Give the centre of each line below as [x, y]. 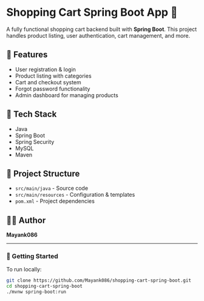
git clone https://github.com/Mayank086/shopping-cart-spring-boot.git [99, 281]
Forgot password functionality [53, 89]
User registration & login [45, 69]
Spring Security [35, 141]
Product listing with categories [53, 76]
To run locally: [24, 269]
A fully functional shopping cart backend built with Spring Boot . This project [102, 29]
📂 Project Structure [43, 173]
